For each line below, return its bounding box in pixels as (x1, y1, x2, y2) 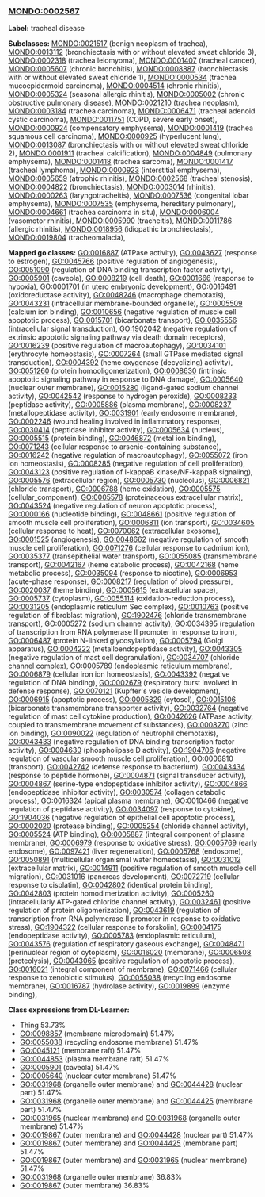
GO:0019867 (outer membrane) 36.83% (19, 1180, 150, 1191)
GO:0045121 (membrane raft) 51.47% (19, 1045, 141, 1056)
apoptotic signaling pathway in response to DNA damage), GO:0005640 (8, 374, 244, 384)
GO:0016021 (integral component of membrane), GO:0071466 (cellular (8, 965, 237, 974)
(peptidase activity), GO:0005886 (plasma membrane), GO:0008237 (8, 400, 232, 409)
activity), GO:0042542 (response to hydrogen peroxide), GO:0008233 (8, 391, 237, 401)
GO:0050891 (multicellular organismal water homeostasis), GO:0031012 (8, 855, 241, 865)
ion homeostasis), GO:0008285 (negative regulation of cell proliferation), (8, 458, 246, 469)
